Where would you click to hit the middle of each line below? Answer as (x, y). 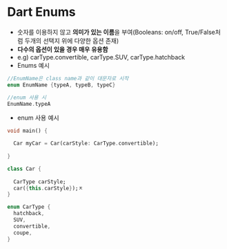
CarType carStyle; (40, 182)
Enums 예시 (33, 65)
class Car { (24, 169)
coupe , (23, 232)
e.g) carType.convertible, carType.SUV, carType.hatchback (101, 57)
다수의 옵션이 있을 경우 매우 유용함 (62, 49)
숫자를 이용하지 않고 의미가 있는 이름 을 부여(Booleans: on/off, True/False (116, 32)
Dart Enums (41, 12)
